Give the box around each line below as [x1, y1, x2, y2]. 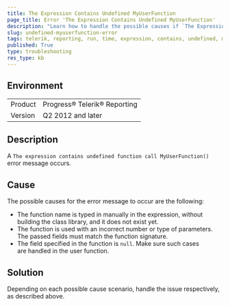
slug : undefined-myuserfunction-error [7, 29, 118, 36]
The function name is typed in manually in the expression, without [16, 210, 203, 219]
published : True [7, 42, 53, 49]
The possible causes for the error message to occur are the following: [7, 197, 204, 205]
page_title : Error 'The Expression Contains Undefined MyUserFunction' [7, 16, 216, 23]
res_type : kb [7, 55, 44, 62]
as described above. [7, 292, 65, 300]
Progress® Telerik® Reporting [42, 99, 138, 109]
